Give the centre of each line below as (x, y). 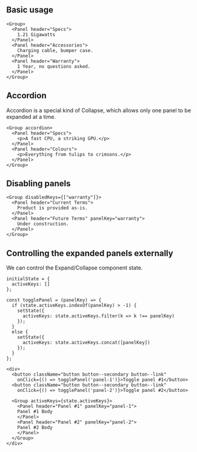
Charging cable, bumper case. (55, 50)
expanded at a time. (31, 116)
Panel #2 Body (35, 428)
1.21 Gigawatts (36, 35)
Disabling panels (38, 184)
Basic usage (30, 10)
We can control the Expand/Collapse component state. (75, 268)
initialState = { (28, 279)
